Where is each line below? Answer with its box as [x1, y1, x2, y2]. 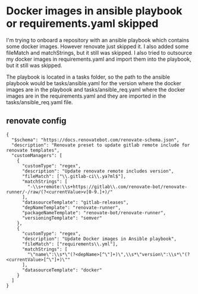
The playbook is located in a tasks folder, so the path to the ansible [6, 73, 171, 80]
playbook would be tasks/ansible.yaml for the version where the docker [6, 79, 181, 87]
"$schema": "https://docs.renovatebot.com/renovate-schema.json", [11, 137, 180, 143]
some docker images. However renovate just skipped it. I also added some [6, 43, 189, 50]
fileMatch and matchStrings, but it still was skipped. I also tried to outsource [6, 49, 192, 56]
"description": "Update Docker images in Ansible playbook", [21, 236, 177, 242]
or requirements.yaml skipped [6, 17, 159, 30]
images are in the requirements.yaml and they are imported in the [6, 92, 166, 99]
